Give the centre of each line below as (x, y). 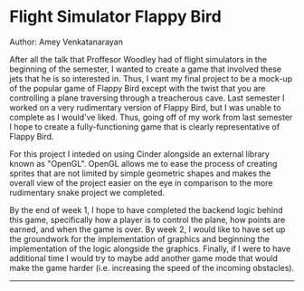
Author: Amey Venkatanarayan (66, 42)
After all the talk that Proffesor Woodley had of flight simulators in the (138, 59)
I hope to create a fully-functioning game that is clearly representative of (145, 126)
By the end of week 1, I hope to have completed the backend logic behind (146, 209)
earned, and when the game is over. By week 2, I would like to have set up (147, 229)
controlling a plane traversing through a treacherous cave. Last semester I (147, 98)
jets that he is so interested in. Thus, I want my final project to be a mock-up (151, 78)
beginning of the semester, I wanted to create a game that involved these (146, 69)
